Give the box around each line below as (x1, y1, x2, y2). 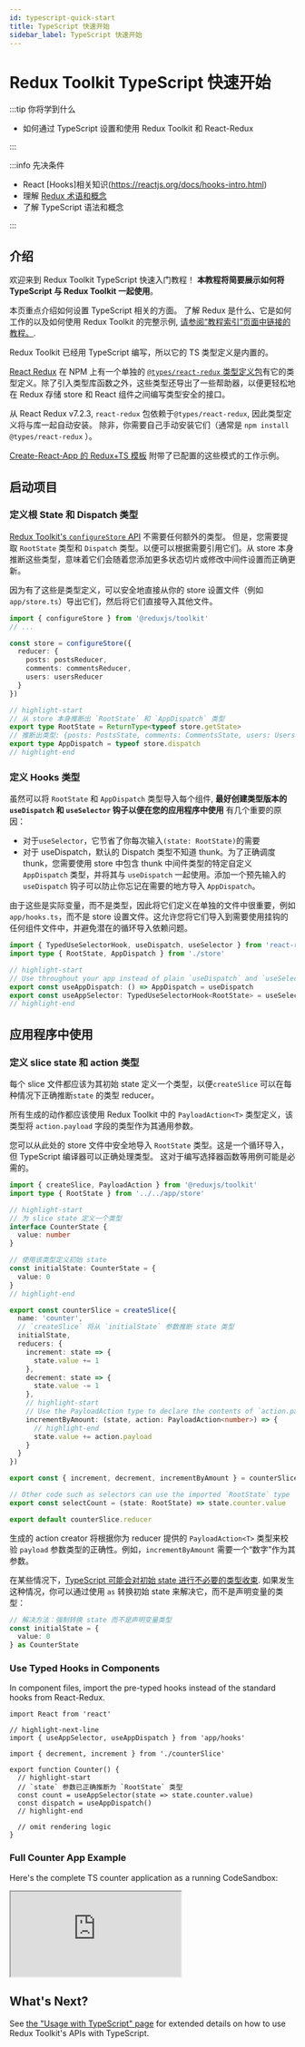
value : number (17, 1230, 71, 1239)
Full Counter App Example (9, 1852, 127, 1865)
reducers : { (17, 1339, 64, 1348)
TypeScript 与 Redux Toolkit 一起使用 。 (9, 286, 159, 297)
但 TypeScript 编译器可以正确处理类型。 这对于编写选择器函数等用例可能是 (9, 1151, 288, 1162)
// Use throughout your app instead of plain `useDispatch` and (9, 974, 258, 983)
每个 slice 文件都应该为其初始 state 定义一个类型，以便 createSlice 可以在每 (9, 1079, 292, 1090)
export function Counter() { (9, 1766, 120, 1775)
